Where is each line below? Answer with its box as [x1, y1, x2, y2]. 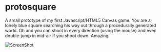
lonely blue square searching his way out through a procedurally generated [5, 22, 156, 28]
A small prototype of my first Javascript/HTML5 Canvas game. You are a [5, 17, 151, 23]
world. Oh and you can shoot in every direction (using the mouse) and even [5, 27, 157, 33]
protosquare [5, 1, 57, 13]
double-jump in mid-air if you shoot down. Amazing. [5, 33, 110, 39]
